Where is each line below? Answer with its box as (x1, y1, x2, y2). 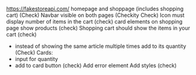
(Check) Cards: (14, 49, 53, 56)
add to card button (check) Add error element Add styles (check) (14, 62, 177, 69)
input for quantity (14, 56, 58, 62)
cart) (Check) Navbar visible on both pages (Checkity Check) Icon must (6, 11, 185, 19)
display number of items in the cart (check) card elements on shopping (6, 18, 183, 25)
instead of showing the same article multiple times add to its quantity (14, 42, 186, 50)
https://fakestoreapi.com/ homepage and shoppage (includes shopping (6, 5, 184, 12)
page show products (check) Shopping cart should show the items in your (6, 24, 191, 31)
